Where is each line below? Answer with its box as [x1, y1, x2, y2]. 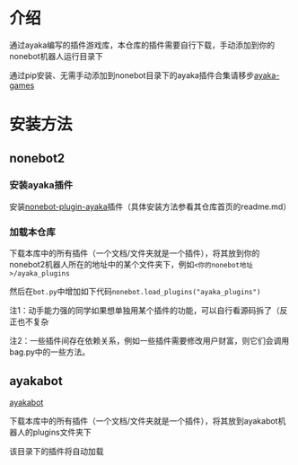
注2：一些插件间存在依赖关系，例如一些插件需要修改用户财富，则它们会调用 [9, 336, 290, 347]
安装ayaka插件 [9, 179, 74, 191]
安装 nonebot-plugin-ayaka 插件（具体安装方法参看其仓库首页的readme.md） [9, 201, 292, 212]
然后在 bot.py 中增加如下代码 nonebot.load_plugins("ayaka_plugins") [9, 286, 261, 297]
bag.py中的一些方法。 [9, 347, 91, 357]
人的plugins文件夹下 [16, 426, 92, 437]
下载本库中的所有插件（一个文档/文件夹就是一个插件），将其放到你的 [9, 248, 260, 259]
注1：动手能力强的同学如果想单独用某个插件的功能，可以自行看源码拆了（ [9, 305, 280, 316]
